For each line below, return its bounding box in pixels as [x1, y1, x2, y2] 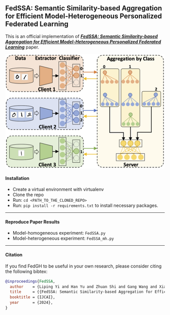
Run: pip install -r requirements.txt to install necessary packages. [12, 202, 158, 209]
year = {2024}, [10, 300, 53, 305]
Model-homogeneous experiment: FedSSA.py [12, 230, 106, 236]
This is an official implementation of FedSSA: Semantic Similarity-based [5, 33, 158, 39]
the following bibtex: [5, 268, 48, 275]
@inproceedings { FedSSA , [5, 279, 56, 284]
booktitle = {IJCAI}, [10, 295, 56, 300]
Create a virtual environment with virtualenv [12, 187, 104, 193]
